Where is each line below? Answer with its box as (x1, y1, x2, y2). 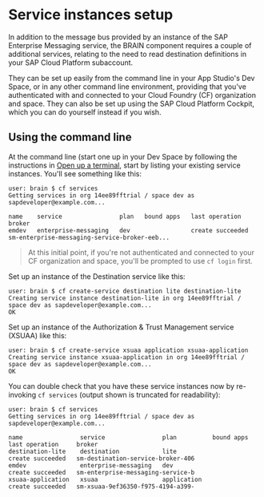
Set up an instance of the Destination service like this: (8, 271, 186, 281)
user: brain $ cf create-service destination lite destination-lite (8, 287, 242, 295)
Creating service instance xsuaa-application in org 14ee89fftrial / (8, 353, 246, 362)
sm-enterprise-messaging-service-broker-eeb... (8, 233, 170, 241)
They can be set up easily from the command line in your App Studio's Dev (8, 73, 255, 83)
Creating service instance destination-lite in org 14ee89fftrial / (8, 294, 242, 302)
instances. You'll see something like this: (8, 168, 142, 178)
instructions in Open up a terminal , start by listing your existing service (8, 160, 242, 170)
